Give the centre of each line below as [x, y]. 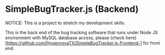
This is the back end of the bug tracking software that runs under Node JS [82, 32]
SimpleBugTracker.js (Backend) [72, 9]
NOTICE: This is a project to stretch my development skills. [65, 23]
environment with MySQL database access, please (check [65, 38]
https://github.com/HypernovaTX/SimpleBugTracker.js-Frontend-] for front [83, 43]
